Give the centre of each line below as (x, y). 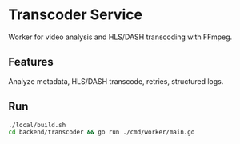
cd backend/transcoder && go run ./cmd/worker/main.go (102, 132)
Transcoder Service (75, 15)
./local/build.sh (37, 125)
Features (31, 62)
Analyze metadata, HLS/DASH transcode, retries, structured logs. (116, 81)
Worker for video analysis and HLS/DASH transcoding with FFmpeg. (120, 37)
